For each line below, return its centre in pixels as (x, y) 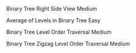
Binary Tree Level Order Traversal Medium (59, 32)
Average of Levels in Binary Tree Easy (53, 20)
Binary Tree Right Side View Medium (52, 9)
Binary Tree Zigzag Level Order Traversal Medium (68, 44)
